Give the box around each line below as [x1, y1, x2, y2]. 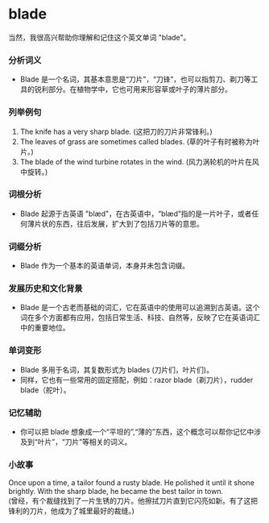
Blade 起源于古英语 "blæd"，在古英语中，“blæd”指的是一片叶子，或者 [19, 209, 252, 218]
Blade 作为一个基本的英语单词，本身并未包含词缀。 [19, 261, 189, 271]
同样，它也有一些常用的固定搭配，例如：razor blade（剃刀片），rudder [19, 375, 254, 384]
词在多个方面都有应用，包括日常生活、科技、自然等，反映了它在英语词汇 [19, 313, 260, 322]
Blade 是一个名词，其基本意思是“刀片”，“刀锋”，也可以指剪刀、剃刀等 [19, 74, 251, 85]
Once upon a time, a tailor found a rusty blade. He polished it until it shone [8, 478, 255, 488]
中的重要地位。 [19, 323, 70, 333]
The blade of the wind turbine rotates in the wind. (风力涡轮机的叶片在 [19, 156, 252, 166]
